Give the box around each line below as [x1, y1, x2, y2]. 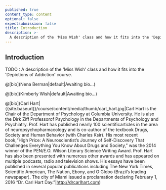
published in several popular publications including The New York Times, [5, 163, 154, 169]
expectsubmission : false [5, 21, 56, 26]
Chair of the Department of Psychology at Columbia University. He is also [5, 111, 155, 117]
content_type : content [5, 12, 52, 17]
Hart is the [135, 105, 157, 111]
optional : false [5, 16, 39, 21]
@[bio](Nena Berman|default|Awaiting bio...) [5, 81, 96, 87]
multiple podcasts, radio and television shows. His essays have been [5, 158, 145, 164]
